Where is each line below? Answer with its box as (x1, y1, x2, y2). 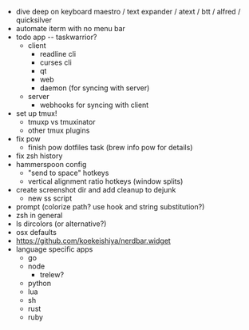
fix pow (15, 134, 41, 143)
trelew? (39, 270, 65, 279)
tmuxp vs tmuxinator (27, 117, 96, 126)
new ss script (27, 193, 73, 203)
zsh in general (15, 211, 63, 220)
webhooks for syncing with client (39, 100, 149, 109)
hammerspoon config (15, 160, 87, 169)
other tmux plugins (27, 125, 90, 135)
